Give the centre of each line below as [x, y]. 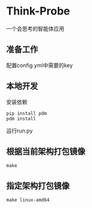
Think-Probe [38, 11]
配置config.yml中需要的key [40, 65]
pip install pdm [26, 113]
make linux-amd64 [28, 200]
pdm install [21, 119]
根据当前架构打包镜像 [46, 151]
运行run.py [20, 131]
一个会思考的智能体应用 [35, 28]
